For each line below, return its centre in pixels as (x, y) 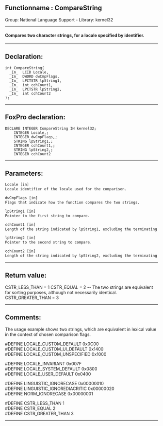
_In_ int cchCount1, (31, 85)
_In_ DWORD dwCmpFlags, (34, 76)
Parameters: (24, 174)
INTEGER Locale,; (31, 133)
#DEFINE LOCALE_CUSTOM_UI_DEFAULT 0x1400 (54, 349)
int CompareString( (25, 68)
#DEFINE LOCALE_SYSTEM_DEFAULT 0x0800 (51, 369)
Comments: (23, 318)
